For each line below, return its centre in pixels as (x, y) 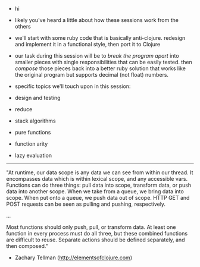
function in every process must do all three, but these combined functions (97, 233)
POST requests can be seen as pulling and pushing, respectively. (86, 204)
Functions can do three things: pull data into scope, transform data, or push (99, 185)
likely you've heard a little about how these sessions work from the (96, 20)
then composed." (27, 246)
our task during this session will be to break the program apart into (97, 56)
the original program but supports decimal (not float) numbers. (91, 75)
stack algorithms (35, 121)
